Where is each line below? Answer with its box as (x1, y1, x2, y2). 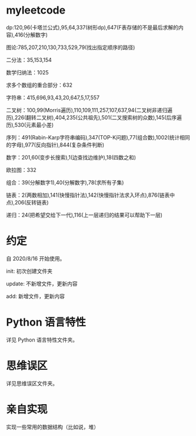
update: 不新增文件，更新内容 (6, 280, 78, 287)
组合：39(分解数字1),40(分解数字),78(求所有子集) (6, 178, 124, 186)
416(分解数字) (14, 31, 48, 38)
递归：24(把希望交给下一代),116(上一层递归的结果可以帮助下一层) (6, 211, 163, 219)
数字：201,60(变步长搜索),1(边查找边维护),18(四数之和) (6, 154, 137, 161)
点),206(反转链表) (6, 199, 49, 206)
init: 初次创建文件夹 (6, 267, 53, 275)
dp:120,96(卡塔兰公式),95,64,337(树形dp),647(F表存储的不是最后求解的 (6, 24, 178, 31)
